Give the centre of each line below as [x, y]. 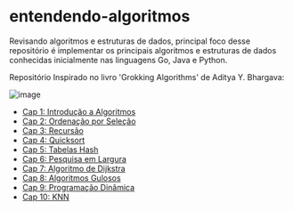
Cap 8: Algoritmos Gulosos [72, 178]
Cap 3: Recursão [53, 130]
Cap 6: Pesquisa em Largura [74, 158]
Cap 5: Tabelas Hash [60, 150]
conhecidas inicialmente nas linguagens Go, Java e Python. [118, 60]
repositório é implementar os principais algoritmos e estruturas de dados [143, 50]
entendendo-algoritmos [100, 16]
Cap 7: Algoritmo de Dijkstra [74, 168]
